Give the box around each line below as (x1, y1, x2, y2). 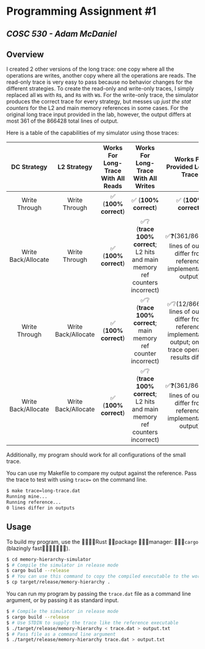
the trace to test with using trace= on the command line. (6, 476, 148, 484)
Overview (6, 49, 45, 59)
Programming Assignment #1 (6, 4, 157, 18)
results (170, 353, 190, 361)
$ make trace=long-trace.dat (6, 488, 81, 494)
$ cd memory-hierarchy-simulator (6, 556, 92, 562)
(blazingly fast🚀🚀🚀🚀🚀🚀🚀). (6, 545, 70, 552)
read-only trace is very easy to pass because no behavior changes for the (6, 78, 193, 86)
